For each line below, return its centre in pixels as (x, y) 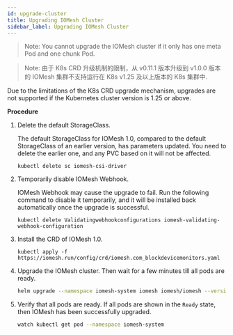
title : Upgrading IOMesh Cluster (56, 20)
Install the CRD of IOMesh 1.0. (60, 239)
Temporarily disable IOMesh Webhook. (73, 179)
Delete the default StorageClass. (64, 125)
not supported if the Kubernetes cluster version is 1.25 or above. (99, 98)
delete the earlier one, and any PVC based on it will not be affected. (114, 153)
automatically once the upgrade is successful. (83, 208)
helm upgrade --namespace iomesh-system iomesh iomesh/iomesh (109, 291)
